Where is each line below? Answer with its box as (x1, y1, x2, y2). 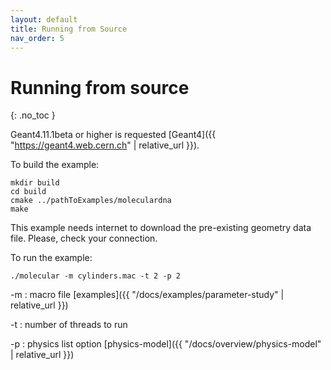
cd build (10, 187, 47, 197)
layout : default (10, 14, 78, 25)
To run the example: (10, 252, 93, 264)
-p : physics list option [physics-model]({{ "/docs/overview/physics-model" (10, 338, 322, 350)
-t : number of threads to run (10, 319, 128, 331)
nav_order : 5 (10, 33, 65, 43)
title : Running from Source (10, 24, 128, 34)
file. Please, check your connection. (10, 232, 158, 245)
